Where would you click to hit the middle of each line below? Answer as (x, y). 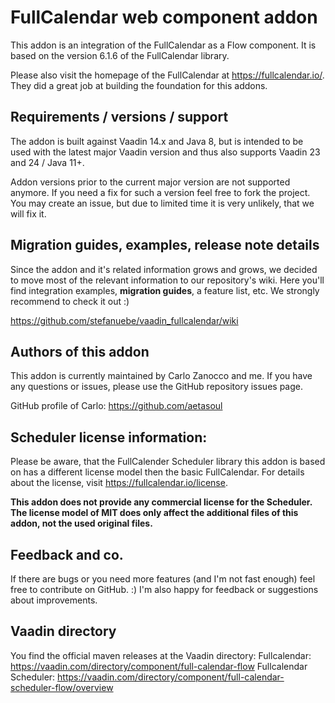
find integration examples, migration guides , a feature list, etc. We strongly (165, 290)
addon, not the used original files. (81, 523)
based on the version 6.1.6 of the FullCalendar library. (120, 55)
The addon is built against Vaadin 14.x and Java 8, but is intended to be (157, 141)
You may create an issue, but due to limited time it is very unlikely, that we (162, 203)
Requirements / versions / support (119, 117)
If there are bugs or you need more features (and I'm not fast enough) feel (163, 579)
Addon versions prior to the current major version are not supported (150, 182)
